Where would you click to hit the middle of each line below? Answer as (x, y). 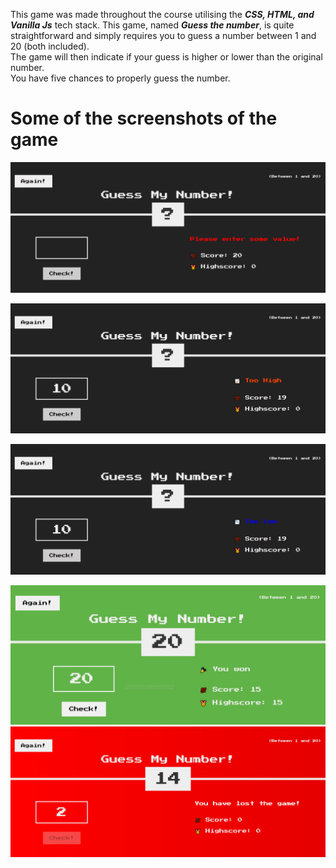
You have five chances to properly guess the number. (120, 78)
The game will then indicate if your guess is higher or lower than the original (166, 57)
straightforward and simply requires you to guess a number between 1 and (163, 35)
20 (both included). (50, 46)
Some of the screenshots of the (144, 118)
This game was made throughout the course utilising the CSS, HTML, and (162, 14)
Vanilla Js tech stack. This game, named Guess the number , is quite (152, 25)
